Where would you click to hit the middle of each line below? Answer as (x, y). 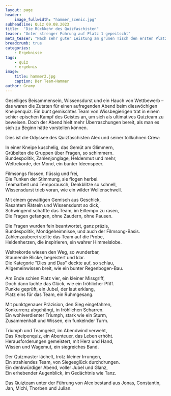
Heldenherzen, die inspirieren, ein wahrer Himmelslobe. (64, 242)
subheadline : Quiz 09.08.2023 (37, 24)
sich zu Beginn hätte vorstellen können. (47, 128)
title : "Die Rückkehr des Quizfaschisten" (52, 29)
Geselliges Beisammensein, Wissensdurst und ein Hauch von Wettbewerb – (84, 101)
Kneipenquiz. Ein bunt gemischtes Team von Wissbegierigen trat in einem (83, 111)
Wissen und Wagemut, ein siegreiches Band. (52, 346)
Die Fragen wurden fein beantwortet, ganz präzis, (57, 226)
